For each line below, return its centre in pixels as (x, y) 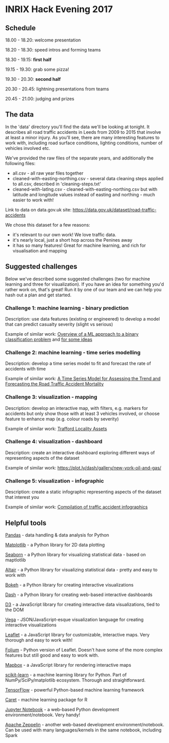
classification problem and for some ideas (49, 339)
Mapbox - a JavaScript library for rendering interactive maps (68, 665)
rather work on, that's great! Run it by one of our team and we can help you (83, 289)
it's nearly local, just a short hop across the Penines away (72, 240)
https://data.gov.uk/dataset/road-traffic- (115, 209)
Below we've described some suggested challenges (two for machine (78, 279)
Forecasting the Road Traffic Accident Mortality (54, 384)
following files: (20, 163)
